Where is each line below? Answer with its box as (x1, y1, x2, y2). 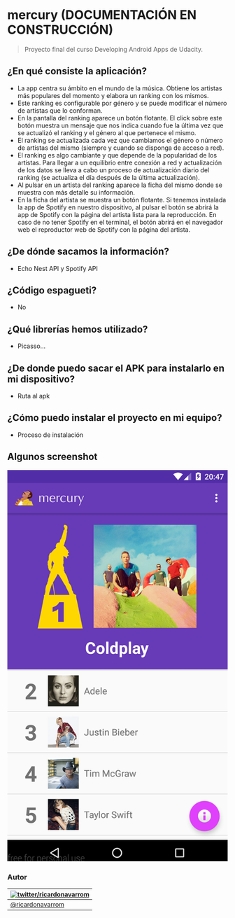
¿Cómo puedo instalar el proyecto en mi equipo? (7, 412, 222, 424)
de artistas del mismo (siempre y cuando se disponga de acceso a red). (17, 144, 225, 152)
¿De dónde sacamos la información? (7, 246, 170, 258)
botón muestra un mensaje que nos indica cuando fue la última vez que (17, 121, 224, 130)
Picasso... (17, 342, 46, 350)
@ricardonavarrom (10, 900, 65, 909)
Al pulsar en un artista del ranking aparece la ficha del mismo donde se (17, 181, 222, 189)
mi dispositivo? (7, 373, 76, 385)
